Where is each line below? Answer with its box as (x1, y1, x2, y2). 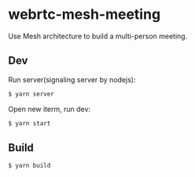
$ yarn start (8, 119, 51, 127)
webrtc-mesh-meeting (8, 5, 161, 23)
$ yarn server (8, 90, 55, 98)
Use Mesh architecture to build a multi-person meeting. (8, 31, 188, 41)
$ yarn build (8, 162, 51, 170)
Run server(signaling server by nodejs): (8, 74, 136, 84)
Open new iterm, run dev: (8, 104, 91, 114)
